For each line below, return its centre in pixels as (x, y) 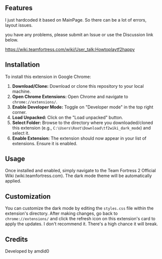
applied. (13, 181)
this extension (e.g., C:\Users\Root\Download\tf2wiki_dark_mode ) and (81, 128)
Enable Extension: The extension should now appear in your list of (79, 138)
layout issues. (19, 25)
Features (19, 8)
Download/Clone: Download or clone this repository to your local (78, 86)
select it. (21, 133)
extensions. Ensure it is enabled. (45, 143)
